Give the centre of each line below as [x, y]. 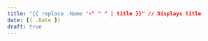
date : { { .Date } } [34, 20]
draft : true [24, 26]
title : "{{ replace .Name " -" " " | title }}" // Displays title [104, 14]
